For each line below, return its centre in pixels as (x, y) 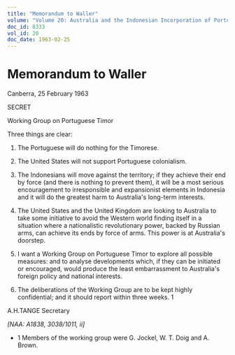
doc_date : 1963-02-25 (39, 40)
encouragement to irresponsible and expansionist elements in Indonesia (121, 190)
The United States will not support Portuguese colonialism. (102, 161)
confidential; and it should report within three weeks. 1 (95, 297)
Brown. (28, 345)
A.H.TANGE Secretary (38, 311)
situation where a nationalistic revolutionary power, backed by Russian (119, 226)
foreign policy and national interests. (70, 276)
